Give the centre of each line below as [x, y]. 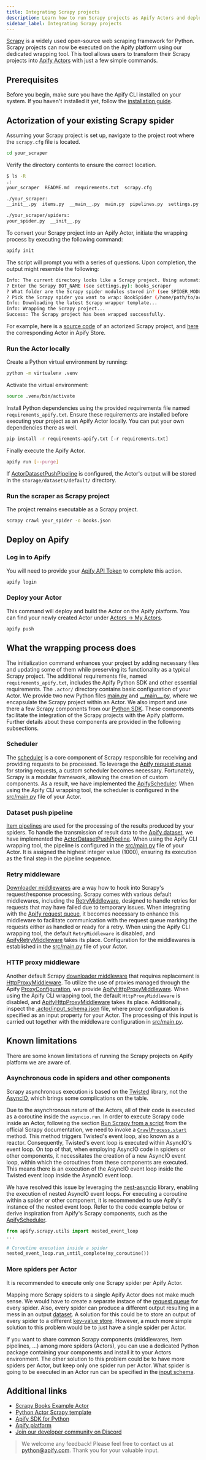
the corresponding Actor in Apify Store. [56, 333]
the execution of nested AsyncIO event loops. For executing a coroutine [97, 1193]
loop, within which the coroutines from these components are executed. [97, 1162]
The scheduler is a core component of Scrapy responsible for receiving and [102, 757]
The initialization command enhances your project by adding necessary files [103, 663]
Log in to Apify [29, 557]
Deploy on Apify [38, 540]
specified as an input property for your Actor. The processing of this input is [102, 1015]
